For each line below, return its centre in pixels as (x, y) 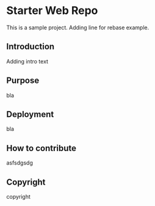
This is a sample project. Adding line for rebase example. (78, 27)
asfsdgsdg (20, 163)
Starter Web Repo (52, 11)
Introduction (31, 47)
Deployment (30, 114)
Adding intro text (27, 61)
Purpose (23, 81)
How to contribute (41, 148)
